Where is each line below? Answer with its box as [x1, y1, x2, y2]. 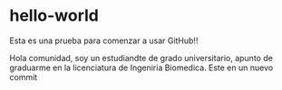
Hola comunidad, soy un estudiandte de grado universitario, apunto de [9, 52, 274, 63]
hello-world [9, 5, 100, 26]
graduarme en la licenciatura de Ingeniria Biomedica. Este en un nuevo [9, 62, 274, 73]
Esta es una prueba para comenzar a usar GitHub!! [9, 35, 199, 46]
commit [9, 71, 38, 82]
